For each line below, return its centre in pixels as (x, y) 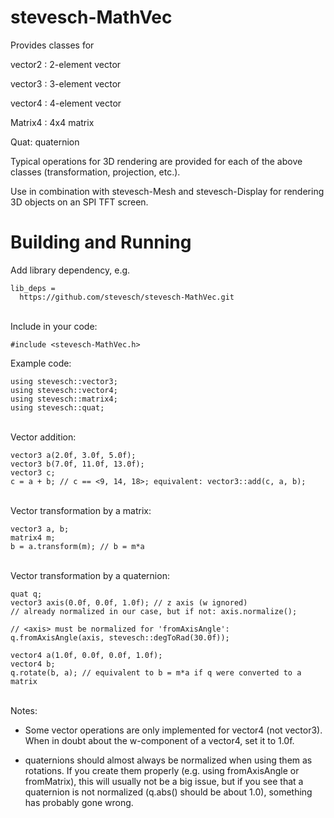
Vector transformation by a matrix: (81, 510)
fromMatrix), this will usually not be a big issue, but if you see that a (164, 781)
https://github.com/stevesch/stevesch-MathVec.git (127, 297)
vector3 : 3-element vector (66, 83)
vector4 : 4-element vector (66, 103)
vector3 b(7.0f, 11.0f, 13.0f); (77, 464)
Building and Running (101, 242)
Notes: (24, 710)
